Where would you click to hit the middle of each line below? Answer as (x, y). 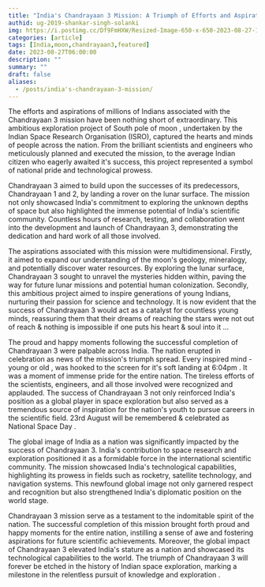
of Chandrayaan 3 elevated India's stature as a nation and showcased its (126, 550)
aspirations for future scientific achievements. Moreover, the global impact (129, 541)
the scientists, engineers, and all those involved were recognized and (121, 384)
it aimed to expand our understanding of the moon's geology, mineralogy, (128, 260)
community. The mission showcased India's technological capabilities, (122, 467)
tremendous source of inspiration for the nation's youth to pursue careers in (131, 410)
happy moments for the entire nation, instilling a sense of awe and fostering (131, 533)
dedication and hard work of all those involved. (84, 236)
